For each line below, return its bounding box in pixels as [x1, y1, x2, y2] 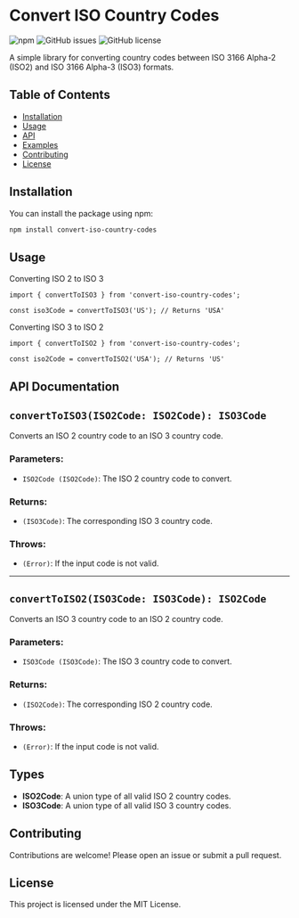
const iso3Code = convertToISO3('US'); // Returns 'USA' [9, 307, 225, 316]
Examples [21, 139, 59, 150]
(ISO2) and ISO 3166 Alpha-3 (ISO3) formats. [9, 61, 174, 72]
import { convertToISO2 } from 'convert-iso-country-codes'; [9, 340, 241, 348]
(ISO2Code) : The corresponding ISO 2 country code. [21, 699, 214, 709]
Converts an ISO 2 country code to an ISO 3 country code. [9, 430, 224, 441]
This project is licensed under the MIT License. [9, 899, 182, 910]
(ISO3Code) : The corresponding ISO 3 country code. [21, 516, 214, 527]
